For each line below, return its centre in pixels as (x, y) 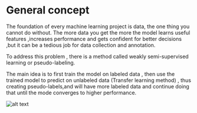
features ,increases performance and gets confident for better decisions (94, 39)
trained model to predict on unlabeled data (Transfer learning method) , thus (99, 80)
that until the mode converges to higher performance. (71, 93)
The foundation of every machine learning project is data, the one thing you (98, 26)
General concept (48, 10)
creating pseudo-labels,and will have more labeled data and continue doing (98, 86)
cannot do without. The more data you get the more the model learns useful (98, 32)
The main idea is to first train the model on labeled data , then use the (91, 74)
